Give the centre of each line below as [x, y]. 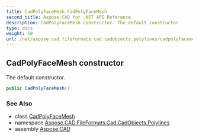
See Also [19, 103]
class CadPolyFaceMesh [45, 116]
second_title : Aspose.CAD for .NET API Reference [69, 17]
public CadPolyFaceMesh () [38, 88]
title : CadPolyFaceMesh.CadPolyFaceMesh [57, 12]
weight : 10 [20, 34]
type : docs [20, 28]
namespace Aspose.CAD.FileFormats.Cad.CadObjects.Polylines [92, 123]
